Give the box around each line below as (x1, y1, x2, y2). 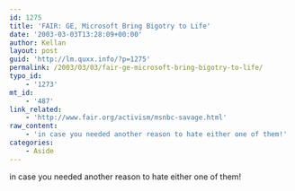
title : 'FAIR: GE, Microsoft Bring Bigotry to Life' (9, 22, 211, 30)
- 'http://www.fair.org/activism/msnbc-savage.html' (25, 113, 228, 122)
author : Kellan (9, 38, 67, 48)
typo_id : (9, 72, 42, 81)
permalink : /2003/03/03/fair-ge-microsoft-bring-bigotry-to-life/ (9, 64, 264, 73)
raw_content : (9, 122, 58, 131)
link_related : (9, 105, 63, 114)
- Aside (25, 146, 54, 155)
